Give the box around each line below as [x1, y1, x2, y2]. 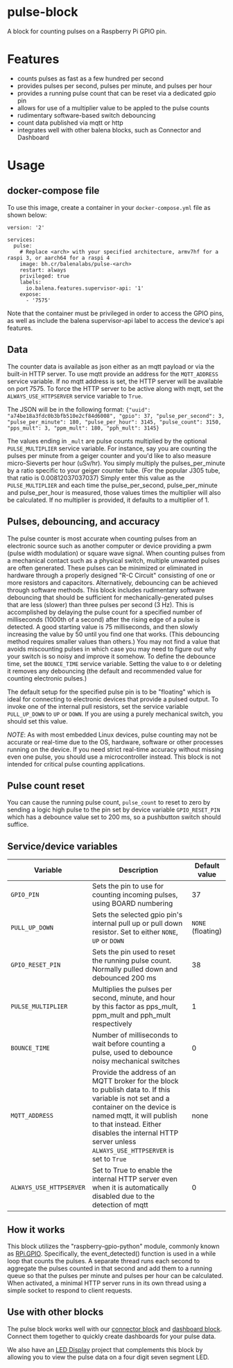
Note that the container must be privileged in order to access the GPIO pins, [7, 309, 224, 317]
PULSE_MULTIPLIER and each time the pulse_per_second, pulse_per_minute [7, 481, 218, 489]
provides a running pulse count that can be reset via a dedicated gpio [17, 89, 216, 97]
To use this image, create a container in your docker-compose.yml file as [7, 203, 211, 211]
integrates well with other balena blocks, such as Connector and [17, 125, 201, 134]
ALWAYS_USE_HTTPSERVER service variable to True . [7, 392, 144, 400]
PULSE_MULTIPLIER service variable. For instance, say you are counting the [7, 444, 217, 453]
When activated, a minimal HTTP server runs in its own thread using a [7, 1279, 207, 1287]
